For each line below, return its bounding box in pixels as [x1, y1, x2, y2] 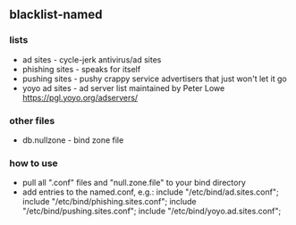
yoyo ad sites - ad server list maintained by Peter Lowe [21, 82, 225, 93]
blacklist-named [9, 7, 103, 22]
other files [9, 114, 55, 127]
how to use [9, 156, 58, 169]
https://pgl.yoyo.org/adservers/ [21, 92, 139, 103]
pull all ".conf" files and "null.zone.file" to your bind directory [21, 178, 246, 188]
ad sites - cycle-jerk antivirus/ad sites [21, 54, 162, 65]
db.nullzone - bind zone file [21, 134, 124, 146]
